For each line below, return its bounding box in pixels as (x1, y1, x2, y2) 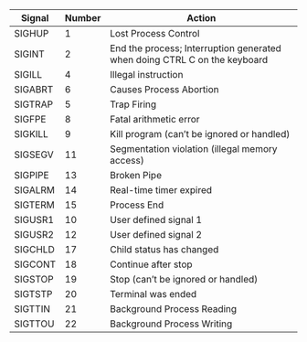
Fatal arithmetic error (109, 113, 200, 125)
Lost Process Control (109, 27, 200, 39)
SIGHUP (14, 27, 49, 39)
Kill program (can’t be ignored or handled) (109, 128, 291, 140)
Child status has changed (109, 243, 219, 255)
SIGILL (14, 69, 43, 80)
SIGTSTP (14, 288, 53, 300)
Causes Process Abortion (109, 83, 219, 95)
